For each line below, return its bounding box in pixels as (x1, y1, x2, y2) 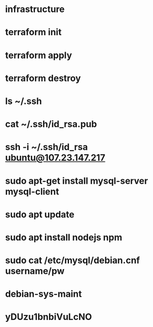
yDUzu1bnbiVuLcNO (5, 311, 92, 322)
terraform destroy (5, 72, 81, 84)
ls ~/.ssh (5, 95, 42, 106)
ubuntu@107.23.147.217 (5, 152, 105, 164)
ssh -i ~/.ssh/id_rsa (5, 142, 88, 153)
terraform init (5, 27, 61, 38)
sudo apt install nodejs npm (5, 232, 122, 243)
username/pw (5, 265, 65, 277)
